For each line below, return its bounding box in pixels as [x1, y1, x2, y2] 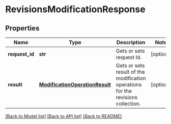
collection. [116, 100, 141, 107]
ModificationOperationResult [39, 81, 111, 88]
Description [116, 39, 146, 46]
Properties [5, 24, 40, 33]
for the [116, 87, 132, 95]
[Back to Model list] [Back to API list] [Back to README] [5, 113, 122, 119]
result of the [116, 69, 145, 75]
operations [116, 81, 142, 88]
